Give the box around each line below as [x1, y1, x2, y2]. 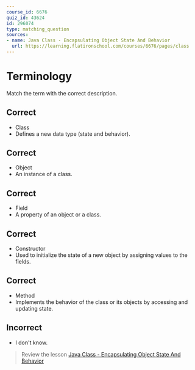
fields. [15, 258, 31, 265]
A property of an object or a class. [15, 211, 102, 218]
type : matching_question [6, 26, 69, 32]
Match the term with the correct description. [6, 89, 118, 97]
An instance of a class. [15, 171, 73, 178]
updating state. [15, 305, 54, 312]
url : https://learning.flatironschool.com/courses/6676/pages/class [12, 43, 190, 50]
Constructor [15, 245, 46, 253]
